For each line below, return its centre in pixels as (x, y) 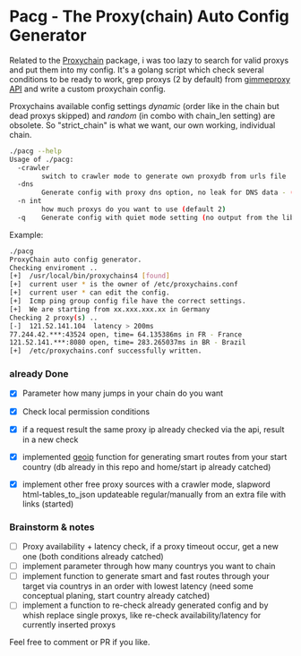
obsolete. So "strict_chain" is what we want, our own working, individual (142, 125)
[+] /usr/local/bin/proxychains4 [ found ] (90, 276)
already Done (39, 374)
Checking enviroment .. (54, 268)
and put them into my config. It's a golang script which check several (137, 70)
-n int (30, 201)
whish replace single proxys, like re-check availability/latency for (142, 616)
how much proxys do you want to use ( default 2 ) (134, 209)
